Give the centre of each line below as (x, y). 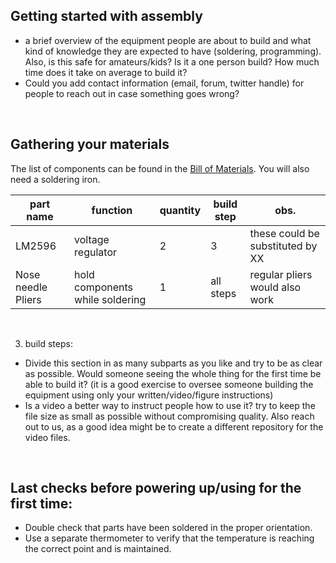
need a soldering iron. (55, 179)
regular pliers (281, 274)
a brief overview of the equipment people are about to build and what (168, 40)
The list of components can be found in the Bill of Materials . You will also (160, 168)
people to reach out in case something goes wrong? (132, 93)
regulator (95, 252)
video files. (47, 437)
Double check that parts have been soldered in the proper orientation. (168, 528)
